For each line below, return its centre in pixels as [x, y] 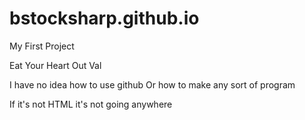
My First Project [42, 46]
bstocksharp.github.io [104, 18]
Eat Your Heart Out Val [55, 65]
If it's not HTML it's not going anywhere [91, 104]
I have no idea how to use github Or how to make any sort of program [152, 84]
